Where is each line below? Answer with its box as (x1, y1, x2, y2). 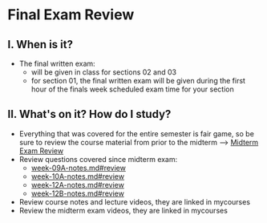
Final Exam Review (7, 6, 135, 24)
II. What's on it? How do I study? (7, 107, 172, 121)
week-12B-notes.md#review (30, 189, 125, 198)
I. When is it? (7, 38, 74, 51)
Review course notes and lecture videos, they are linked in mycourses (18, 197, 250, 206)
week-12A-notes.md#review (30, 180, 125, 189)
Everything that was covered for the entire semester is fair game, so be (18, 128, 254, 138)
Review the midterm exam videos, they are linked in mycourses (18, 205, 228, 215)
